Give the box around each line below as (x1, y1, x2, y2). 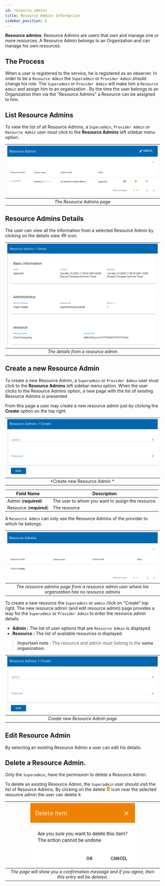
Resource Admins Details (5, 214, 84, 223)
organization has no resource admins (45, 589, 120, 595)
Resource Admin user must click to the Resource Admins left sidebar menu (5, 129, 156, 135)
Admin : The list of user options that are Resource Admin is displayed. (12, 625, 152, 631)
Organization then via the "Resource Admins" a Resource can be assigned (5, 91, 156, 97)
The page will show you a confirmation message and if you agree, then (10, 869, 155, 875)
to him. (5, 97, 19, 103)
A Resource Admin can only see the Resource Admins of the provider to (5, 516, 148, 522)
